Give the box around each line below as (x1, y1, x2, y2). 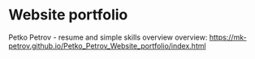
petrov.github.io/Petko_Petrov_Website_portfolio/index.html (8, 40, 206, 50)
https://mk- (209, 32, 247, 42)
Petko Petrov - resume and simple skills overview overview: (8, 32, 208, 42)
